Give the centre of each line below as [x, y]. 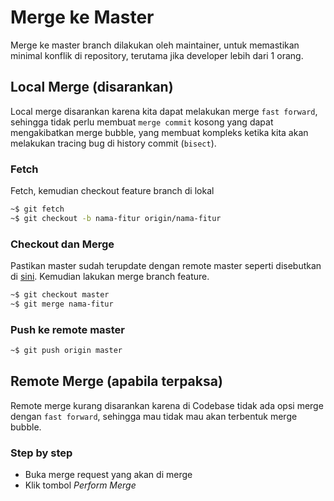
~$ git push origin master [66, 351]
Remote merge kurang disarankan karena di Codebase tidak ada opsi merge [167, 405]
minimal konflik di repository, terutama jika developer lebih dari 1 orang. [157, 55]
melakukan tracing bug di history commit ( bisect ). [113, 143]
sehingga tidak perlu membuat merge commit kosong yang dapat [142, 122]
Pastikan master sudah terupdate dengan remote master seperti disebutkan [166, 266]
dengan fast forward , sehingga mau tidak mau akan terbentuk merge [154, 416]
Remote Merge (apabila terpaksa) [116, 381]
